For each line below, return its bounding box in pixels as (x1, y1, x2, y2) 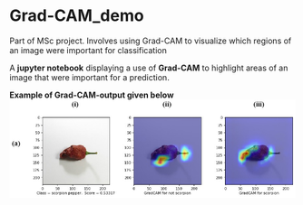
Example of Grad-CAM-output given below (9, 89, 174, 100)
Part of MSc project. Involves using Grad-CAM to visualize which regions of (9, 35, 292, 46)
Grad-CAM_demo (9, 5, 144, 26)
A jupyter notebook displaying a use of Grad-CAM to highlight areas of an (9, 62, 288, 73)
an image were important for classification (9, 44, 168, 55)
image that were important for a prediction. (9, 71, 170, 82)
